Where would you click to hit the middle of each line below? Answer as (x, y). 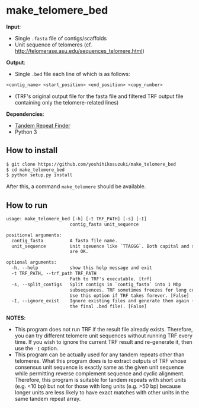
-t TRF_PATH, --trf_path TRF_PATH (54, 274)
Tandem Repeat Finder (43, 125)
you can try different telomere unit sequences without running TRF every (103, 336)
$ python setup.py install (39, 175)
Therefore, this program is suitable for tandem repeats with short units (100, 380)
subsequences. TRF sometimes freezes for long (128, 290)
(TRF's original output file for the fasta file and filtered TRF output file (99, 96)
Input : (14, 27)
